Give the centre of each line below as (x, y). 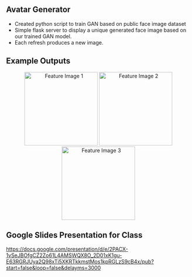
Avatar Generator (38, 10)
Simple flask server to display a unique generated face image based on (100, 30)
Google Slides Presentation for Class (74, 235)
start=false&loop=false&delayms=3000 (54, 268)
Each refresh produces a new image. (59, 42)
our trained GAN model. (43, 36)
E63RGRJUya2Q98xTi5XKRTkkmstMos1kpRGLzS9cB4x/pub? (80, 262)
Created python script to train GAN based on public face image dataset (100, 23)
